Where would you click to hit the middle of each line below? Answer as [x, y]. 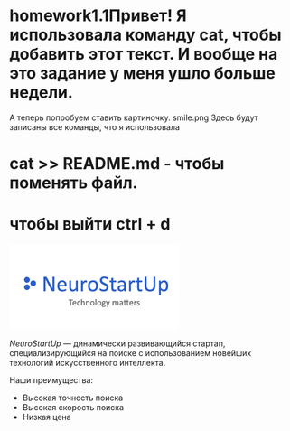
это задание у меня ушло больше [142, 74]
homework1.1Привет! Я [98, 16]
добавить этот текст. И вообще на [144, 54]
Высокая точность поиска [73, 398]
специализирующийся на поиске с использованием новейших [131, 353]
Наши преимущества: [51, 380]
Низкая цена [47, 417]
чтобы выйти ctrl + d [90, 225]
